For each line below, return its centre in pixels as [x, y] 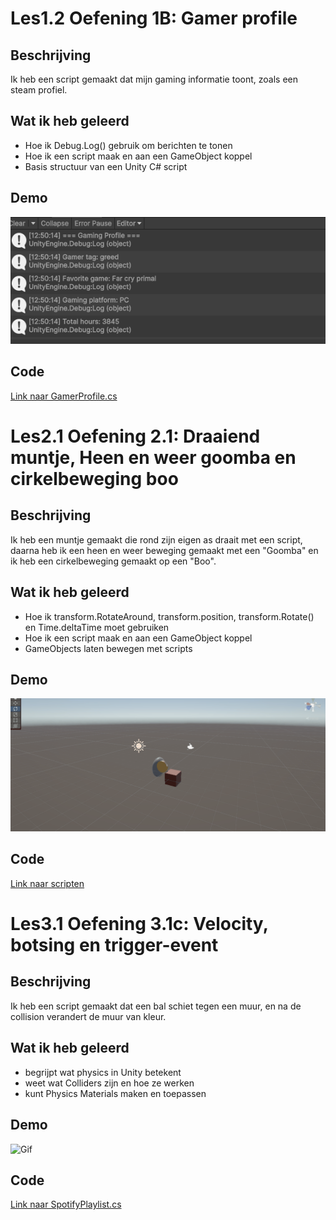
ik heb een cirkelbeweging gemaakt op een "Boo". [113, 561]
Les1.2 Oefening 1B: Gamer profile [154, 18]
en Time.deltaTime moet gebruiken [97, 627]
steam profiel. [39, 90]
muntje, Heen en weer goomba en [153, 458]
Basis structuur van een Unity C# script [106, 166]
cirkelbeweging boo [94, 479]
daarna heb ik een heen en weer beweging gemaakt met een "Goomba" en [164, 550]
